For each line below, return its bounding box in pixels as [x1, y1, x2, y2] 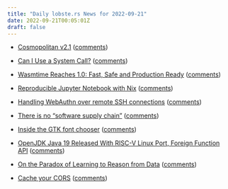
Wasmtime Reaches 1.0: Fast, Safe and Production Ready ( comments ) [17, 70, 222, 79]
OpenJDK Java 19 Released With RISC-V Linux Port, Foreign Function [17, 139, 220, 147]
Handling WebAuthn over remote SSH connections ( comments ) [17, 98, 202, 106]
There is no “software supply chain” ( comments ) [17, 111, 159, 120]
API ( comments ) [17, 147, 65, 155]
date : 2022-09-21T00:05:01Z [7, 17, 91, 24]
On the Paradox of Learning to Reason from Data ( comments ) [17, 160, 197, 168]
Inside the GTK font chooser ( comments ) [17, 125, 137, 134]
